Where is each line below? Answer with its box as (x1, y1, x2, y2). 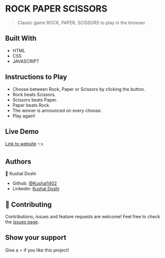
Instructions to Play (5, 73, 67, 81)
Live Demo (5, 127, 39, 136)
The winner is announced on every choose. (12, 107, 102, 113)
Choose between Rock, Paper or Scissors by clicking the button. (12, 86, 145, 92)
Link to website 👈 (5, 141, 43, 147)
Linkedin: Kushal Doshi (12, 186, 59, 192)
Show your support (5, 233, 66, 242)
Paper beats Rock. (12, 102, 50, 108)
